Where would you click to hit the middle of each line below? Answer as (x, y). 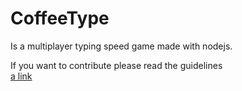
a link (21, 76)
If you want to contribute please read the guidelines (116, 65)
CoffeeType (60, 18)
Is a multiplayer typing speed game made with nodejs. (121, 46)
